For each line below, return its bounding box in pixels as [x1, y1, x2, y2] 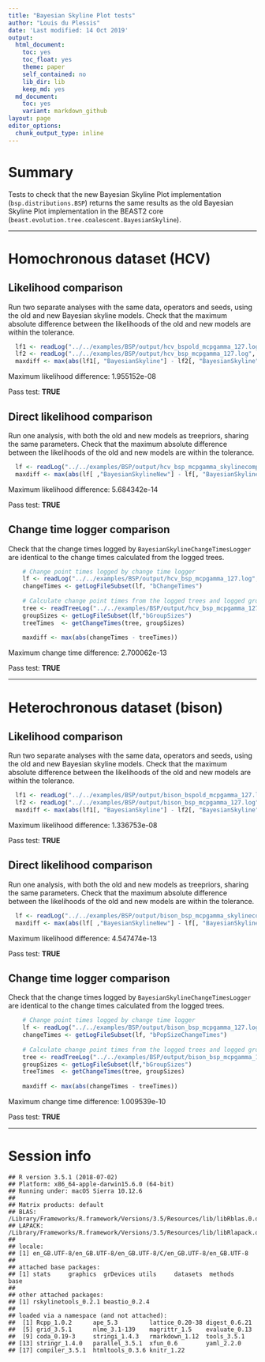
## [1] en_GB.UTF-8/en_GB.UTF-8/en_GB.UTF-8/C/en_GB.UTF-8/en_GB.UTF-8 [8, 1250, 248, 1258]
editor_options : [8, 122, 62, 130]
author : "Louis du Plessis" [8, 19, 101, 27]
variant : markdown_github [22, 108, 108, 115]
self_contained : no [22, 70, 87, 78]
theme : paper [22, 63, 65, 71]
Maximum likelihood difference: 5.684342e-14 [8, 484, 159, 494]
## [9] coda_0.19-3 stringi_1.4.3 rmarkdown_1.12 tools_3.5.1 [8, 1333, 245, 1341]
